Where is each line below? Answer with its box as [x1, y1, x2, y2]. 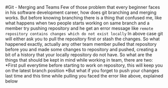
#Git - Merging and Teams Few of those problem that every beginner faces [5, 4, 160, 10]
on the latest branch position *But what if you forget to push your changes [5, 68, 159, 74]
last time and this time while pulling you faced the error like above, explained [5, 73, 163, 79]
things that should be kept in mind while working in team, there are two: [5, 57, 153, 63]
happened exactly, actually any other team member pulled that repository [5, 41, 157, 47]
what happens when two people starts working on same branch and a [5, 20, 149, 26]
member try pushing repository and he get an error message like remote [5, 25, 153, 31]
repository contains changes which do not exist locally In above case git [5, 31, 163, 36]
